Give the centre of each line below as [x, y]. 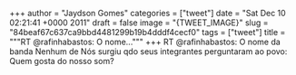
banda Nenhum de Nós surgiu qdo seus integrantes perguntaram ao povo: [148, 52]
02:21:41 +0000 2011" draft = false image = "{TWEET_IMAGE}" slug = [139, 23]
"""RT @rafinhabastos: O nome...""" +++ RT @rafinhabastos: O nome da [145, 42]
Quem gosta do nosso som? [62, 61]
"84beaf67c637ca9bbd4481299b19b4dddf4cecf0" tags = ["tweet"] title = [148, 32]
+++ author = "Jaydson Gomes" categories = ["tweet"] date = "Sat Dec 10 [148, 13]
